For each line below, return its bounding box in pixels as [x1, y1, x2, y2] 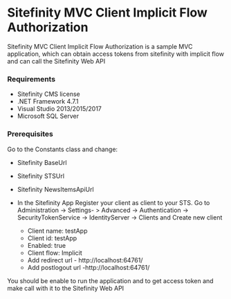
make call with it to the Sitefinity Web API [7, 284, 124, 292]
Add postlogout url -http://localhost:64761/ [27, 263, 150, 271]
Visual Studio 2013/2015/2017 [17, 105, 102, 113]
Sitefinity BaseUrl [17, 158, 67, 166]
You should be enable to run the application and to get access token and [7, 276, 214, 284]
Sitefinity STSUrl [17, 171, 64, 180]
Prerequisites [7, 129, 53, 139]
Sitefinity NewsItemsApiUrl [17, 185, 95, 193]
